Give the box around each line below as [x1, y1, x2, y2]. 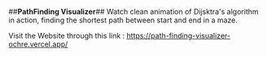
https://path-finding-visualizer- [126, 31, 230, 40]
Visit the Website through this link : [8, 31, 125, 40]
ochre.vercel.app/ [8, 39, 68, 49]
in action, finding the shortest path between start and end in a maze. [8, 15, 239, 25]
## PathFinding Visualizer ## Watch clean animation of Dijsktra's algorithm [8, 7, 259, 16]
